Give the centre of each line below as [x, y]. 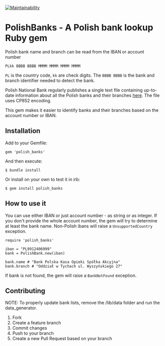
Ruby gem [26, 38]
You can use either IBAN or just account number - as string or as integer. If [81, 216]
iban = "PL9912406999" [28, 249]
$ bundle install [23, 170]
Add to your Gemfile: [26, 143]
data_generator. [21, 308]
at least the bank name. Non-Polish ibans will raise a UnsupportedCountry [79, 226]
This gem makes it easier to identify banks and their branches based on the [82, 110]
